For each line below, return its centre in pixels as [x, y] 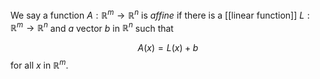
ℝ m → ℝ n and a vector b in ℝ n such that [92, 27]
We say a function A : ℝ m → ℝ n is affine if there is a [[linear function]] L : [160, 14]
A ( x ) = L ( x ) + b [168, 48]
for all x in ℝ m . [39, 64]
